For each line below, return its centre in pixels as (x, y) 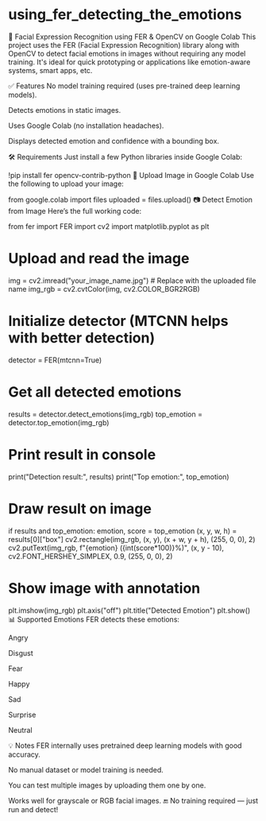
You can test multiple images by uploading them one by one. (107, 785)
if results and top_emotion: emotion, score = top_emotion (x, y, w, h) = (123, 531)
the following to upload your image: (66, 184)
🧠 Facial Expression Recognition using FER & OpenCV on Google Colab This (132, 37)
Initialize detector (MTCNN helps (118, 321)
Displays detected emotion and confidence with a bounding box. (114, 141)
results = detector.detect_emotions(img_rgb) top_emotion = (105, 414)
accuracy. (25, 754)
